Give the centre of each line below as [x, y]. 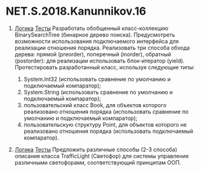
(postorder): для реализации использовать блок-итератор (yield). [99, 61]
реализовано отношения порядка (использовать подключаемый [108, 131]
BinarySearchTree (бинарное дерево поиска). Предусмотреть [95, 34]
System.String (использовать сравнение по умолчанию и [98, 92]
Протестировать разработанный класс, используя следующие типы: [104, 67]
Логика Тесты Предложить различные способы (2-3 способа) [96, 149]
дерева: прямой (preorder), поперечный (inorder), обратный [93, 54]
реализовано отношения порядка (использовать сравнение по [106, 111]
